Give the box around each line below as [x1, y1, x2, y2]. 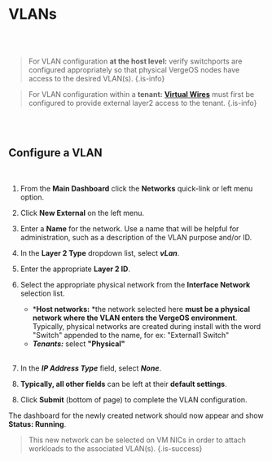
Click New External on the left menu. [20, 208, 145, 217]
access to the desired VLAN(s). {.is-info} [28, 73, 165, 83]
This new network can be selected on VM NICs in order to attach [28, 435, 247, 445]
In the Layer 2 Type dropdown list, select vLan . [20, 248, 180, 257]
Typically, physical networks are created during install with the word [32, 321, 261, 331]
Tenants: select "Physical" [32, 339, 125, 349]
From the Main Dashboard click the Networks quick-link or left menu [20, 183, 253, 193]
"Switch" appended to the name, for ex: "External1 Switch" [32, 330, 230, 340]
